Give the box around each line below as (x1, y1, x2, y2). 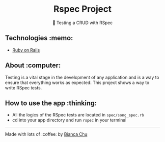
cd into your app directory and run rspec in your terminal (12, 117, 127, 123)
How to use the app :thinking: (5, 99, 97, 107)
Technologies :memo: (5, 34, 73, 42)
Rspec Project (53, 3, 112, 15)
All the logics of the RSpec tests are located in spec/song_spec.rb (12, 112, 144, 118)
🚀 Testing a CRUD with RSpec (52, 20, 113, 26)
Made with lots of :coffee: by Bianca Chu (5, 131, 87, 137)
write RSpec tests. (5, 85, 42, 90)
